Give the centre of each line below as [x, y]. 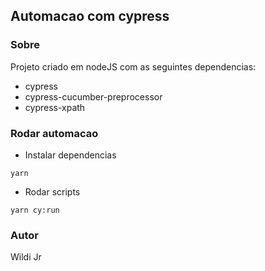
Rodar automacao [54, 133]
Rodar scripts [52, 191]
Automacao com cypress [90, 16]
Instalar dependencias [70, 155]
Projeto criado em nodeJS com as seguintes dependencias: [133, 66]
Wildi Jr [26, 257]
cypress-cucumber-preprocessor [93, 96]
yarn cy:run [35, 210]
